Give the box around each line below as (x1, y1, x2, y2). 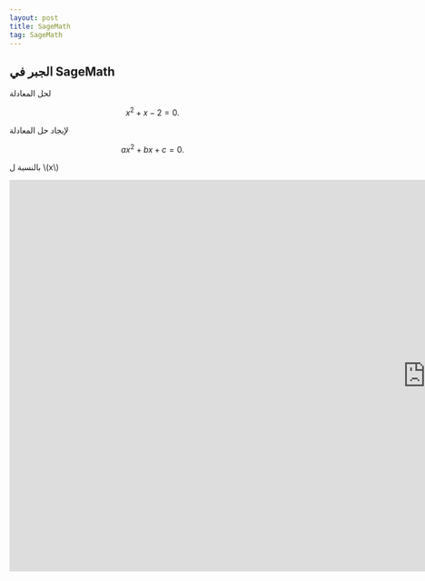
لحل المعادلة (9, 88, 52, 99)
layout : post (9, 13, 59, 23)
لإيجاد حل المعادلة (9, 125, 69, 135)
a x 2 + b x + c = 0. (121, 142, 184, 155)
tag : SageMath (9, 30, 64, 39)
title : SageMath (9, 22, 71, 31)
